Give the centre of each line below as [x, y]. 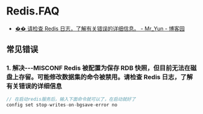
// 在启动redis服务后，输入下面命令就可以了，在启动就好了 [71, 99]
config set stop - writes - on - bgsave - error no [62, 105]
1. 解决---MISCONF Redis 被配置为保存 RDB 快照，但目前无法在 [98, 68]
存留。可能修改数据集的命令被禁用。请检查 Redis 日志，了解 [106, 77]
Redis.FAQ [33, 11]
